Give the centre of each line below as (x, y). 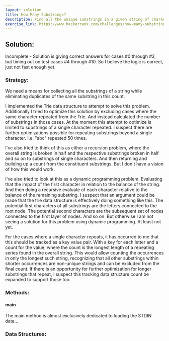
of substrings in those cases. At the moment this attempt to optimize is (78, 122)
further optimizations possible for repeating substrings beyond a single (79, 133)
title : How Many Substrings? (36, 15)
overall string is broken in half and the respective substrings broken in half (82, 153)
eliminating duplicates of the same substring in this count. (65, 97)
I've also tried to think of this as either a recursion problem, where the (77, 148)
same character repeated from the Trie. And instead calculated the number (83, 117)
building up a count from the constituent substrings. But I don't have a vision (84, 164)
